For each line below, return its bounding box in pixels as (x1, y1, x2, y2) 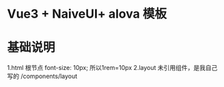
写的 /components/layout (7, 72, 78, 80)
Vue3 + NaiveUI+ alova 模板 (7, 6, 167, 22)
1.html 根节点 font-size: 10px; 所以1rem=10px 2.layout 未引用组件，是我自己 (7, 64, 218, 72)
